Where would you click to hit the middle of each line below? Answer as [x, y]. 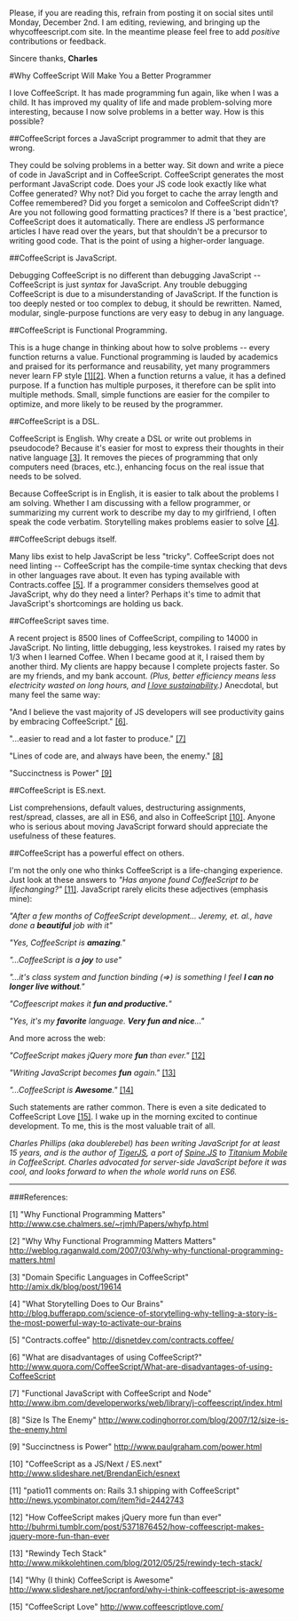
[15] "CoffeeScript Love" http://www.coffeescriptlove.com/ [116, 1607]
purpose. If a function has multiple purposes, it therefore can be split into [143, 385]
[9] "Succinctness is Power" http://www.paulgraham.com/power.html [136, 1447]
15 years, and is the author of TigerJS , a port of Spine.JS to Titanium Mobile [149, 1152]
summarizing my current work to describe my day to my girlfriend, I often [143, 512]
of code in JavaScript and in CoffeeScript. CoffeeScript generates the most [146, 174]
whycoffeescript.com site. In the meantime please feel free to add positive [145, 32]
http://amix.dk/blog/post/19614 [66, 1287]
